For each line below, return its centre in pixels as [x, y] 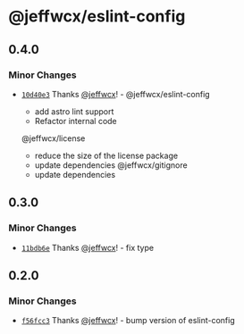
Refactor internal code [76, 121]
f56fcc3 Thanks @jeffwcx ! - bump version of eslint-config [128, 321]
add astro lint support [74, 111]
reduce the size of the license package [106, 155]
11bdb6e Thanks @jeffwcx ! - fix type [87, 247]
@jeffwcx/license [53, 138]
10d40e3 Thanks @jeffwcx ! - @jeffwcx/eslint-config [116, 94]
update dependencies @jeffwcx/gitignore [111, 165]
